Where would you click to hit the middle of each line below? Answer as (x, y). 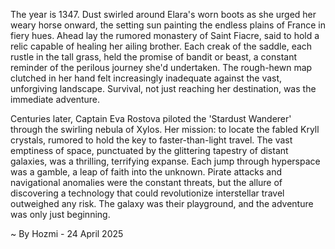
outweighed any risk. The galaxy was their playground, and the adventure (162, 203)
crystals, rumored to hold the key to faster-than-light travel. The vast (151, 140)
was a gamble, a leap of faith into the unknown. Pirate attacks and (146, 172)
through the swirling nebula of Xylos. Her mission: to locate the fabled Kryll (165, 129)
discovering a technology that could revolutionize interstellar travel (147, 193)
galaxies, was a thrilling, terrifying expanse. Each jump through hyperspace (165, 161)
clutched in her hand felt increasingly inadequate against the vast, (146, 78)
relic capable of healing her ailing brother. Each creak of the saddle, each (161, 46)
